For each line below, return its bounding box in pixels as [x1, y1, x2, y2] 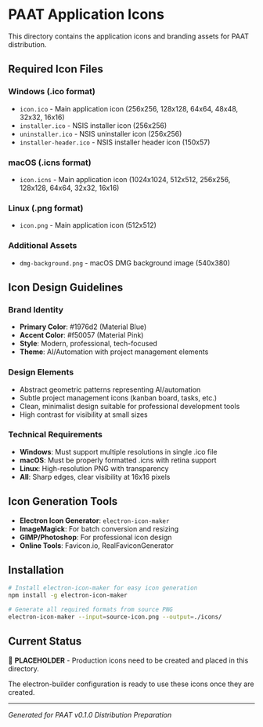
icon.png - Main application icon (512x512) [19, 221, 157, 230]
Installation [8, 564, 64, 576]
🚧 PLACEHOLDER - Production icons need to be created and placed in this [8, 656, 249, 665]
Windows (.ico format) [8, 86, 95, 97]
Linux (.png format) [8, 203, 84, 214]
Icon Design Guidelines [8, 280, 124, 294]
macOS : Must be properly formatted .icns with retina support [19, 455, 217, 465]
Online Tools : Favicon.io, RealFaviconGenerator [19, 540, 174, 550]
